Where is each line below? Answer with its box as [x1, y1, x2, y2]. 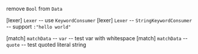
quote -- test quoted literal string [6, 41, 86, 48]
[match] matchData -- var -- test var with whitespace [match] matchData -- [6, 35, 188, 41]
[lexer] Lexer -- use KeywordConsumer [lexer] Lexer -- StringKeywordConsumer [6, 17, 192, 23]
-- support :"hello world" [6, 23, 71, 30]
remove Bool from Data [6, 5, 63, 12]
